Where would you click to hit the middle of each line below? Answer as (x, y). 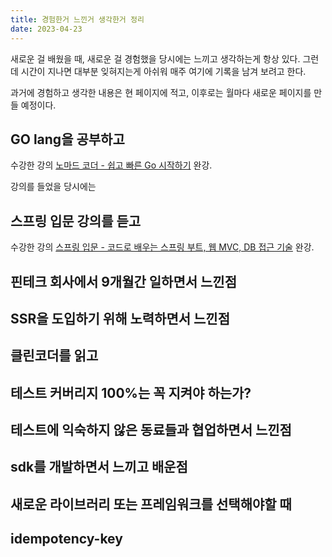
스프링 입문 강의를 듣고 (76, 221)
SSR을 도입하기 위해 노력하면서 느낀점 (120, 318)
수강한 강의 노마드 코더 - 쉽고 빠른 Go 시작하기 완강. (111, 165)
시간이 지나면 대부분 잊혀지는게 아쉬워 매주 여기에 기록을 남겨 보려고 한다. (163, 71)
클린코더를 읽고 (54, 356)
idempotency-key (66, 539)
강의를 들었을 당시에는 (53, 187)
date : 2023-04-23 (46, 29)
